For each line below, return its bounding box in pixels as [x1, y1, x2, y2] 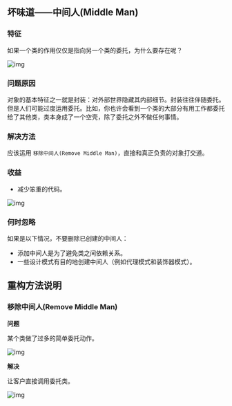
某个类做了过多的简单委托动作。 [7, 334, 98, 342]
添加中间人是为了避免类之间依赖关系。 [17, 248, 126, 257]
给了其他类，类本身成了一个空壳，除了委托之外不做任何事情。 [7, 113, 183, 121]
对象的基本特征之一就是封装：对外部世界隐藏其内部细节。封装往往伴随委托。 [7, 95, 225, 104]
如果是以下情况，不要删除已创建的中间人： [7, 234, 128, 242]
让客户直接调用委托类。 [7, 376, 74, 385]
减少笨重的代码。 [17, 185, 66, 193]
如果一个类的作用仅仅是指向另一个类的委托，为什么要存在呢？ [7, 46, 183, 54]
